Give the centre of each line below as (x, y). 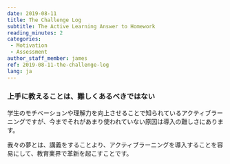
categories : (24, 39)
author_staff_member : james (48, 59)
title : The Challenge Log (44, 20)
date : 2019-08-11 (32, 13)
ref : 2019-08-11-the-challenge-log (58, 65)
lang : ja (20, 71)
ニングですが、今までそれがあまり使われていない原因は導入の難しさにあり (113, 121)
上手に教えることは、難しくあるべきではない (81, 96)
